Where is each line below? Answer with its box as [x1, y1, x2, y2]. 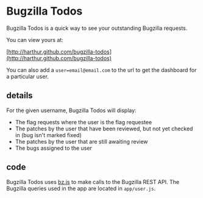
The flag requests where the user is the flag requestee [15, 118, 152, 126]
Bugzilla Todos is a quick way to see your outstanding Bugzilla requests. [6, 24, 188, 32]
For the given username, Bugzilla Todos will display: [6, 107, 137, 114]
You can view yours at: [6, 36, 64, 43]
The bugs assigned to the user [15, 144, 93, 152]
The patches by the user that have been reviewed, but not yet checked [15, 125, 193, 132]
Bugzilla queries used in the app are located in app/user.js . [6, 185, 156, 192]
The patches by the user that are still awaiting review [15, 138, 148, 145]
